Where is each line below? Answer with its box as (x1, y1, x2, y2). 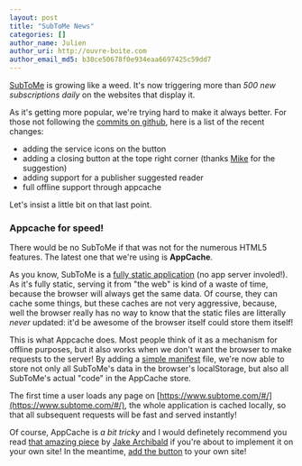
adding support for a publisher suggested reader (22, 172, 205, 183)
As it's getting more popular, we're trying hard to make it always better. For (9, 107, 287, 117)
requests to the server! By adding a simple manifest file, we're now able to (9, 353, 286, 365)
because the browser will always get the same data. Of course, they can (9, 288, 278, 299)
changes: (9, 126, 44, 136)
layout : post (9, 13, 59, 23)
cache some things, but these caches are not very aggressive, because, (9, 298, 278, 309)
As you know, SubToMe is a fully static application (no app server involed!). (9, 270, 288, 280)
